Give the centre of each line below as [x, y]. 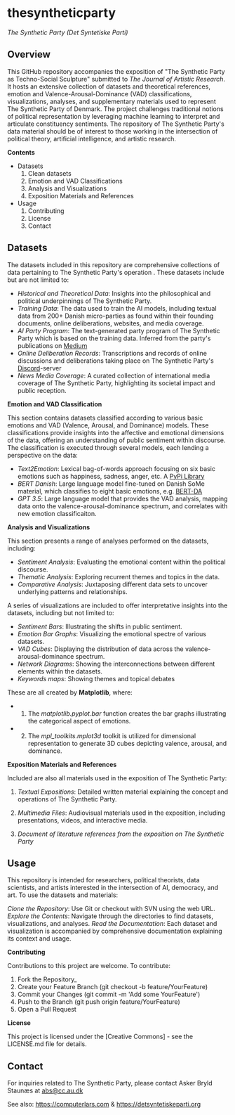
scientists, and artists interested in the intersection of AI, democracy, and [113, 888]
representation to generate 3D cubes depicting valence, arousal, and [127, 743]
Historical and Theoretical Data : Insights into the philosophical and [114, 293]
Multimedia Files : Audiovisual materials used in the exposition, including [121, 813]
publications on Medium [52, 345]
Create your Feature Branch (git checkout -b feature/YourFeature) [113, 987]
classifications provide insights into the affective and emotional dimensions [116, 432]
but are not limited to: [38, 280]
